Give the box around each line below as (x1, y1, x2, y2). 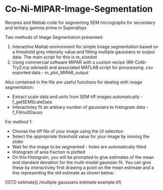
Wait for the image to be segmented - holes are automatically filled (12, 144, 146, 149)
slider (12, 138, 23, 145)
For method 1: (5, 119, 33, 125)
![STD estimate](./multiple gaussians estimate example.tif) (5, 179, 122, 185)
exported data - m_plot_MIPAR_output (12, 69, 89, 75)
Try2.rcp (12, 64, 30, 70)
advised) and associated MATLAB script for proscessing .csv (30, 64, 153, 70)
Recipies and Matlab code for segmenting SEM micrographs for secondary (5, 20, 155, 25)
